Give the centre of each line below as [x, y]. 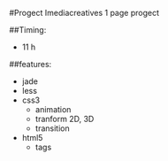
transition [52, 128]
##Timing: [28, 30]
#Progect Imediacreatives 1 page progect [84, 13]
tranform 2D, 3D [65, 119]
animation [53, 109]
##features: [31, 64]
